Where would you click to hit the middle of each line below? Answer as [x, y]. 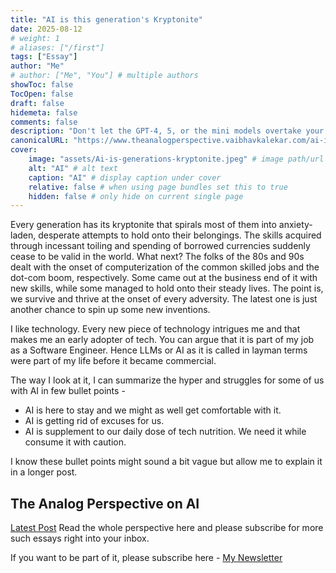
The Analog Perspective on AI [105, 503]
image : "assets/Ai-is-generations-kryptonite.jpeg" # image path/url [176, 159]
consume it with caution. [75, 442]
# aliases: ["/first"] [57, 47]
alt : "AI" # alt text [73, 168]
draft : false [37, 103]
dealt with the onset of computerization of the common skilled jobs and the [165, 267]
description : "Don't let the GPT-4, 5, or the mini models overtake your [167, 131]
